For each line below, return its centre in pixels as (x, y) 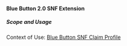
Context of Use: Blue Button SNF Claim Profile (63, 37)
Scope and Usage (29, 22)
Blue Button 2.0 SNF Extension (46, 8)
